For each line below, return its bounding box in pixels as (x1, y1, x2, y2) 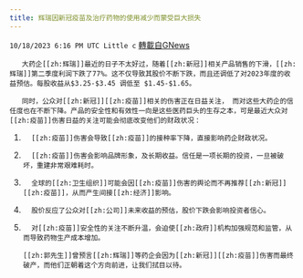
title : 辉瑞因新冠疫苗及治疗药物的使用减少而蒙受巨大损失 (9, 13, 202, 23)
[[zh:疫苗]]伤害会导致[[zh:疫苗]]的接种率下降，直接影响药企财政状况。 (31, 133, 272, 142)
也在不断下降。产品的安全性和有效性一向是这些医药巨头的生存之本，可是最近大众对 (22, 106, 288, 115)
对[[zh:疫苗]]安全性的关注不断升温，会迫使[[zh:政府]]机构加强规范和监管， (31, 223, 286, 232)
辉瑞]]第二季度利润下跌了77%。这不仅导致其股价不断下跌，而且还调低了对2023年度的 (9, 69, 285, 78)
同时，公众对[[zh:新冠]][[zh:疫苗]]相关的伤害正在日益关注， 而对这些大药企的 (21, 97, 287, 106)
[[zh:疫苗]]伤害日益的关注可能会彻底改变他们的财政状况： (9, 116, 202, 125)
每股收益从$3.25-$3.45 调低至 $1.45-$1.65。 (36, 78, 196, 88)
